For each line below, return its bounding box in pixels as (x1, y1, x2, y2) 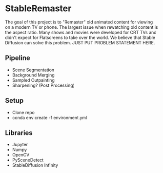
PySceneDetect (12, 157, 44, 163)
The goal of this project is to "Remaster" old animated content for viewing (5, 19, 153, 25)
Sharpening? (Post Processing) (12, 82, 75, 88)
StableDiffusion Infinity (12, 162, 59, 168)
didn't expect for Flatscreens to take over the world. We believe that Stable (5, 35, 155, 40)
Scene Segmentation (12, 67, 55, 73)
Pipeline (5, 54, 31, 62)
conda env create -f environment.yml (12, 115, 87, 120)
